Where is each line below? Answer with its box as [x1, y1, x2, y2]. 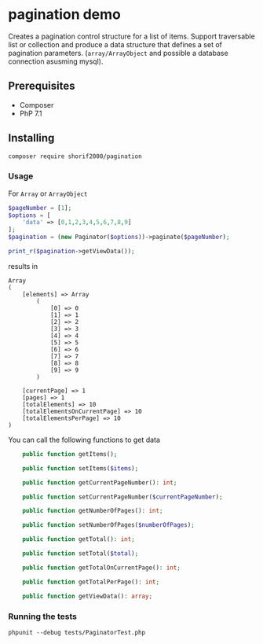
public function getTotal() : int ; [22, 535, 135, 543]
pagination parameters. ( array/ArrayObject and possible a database [8, 48, 229, 57]
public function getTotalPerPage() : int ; [22, 578, 159, 586]
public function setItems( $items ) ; [22, 464, 139, 473]
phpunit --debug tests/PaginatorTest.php [8, 628, 146, 636]
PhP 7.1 [19, 109, 42, 118]
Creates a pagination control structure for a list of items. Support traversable [8, 31, 255, 41]
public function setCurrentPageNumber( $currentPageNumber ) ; [22, 493, 223, 501]
